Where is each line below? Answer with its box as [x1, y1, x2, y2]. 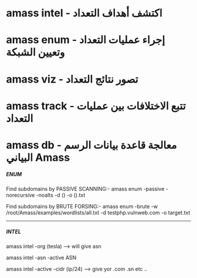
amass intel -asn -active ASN [6, 254, 77, 261]
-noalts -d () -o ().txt [36, 191, 86, 198]
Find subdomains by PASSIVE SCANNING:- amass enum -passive [6, 185, 165, 192]
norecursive [6, 191, 35, 198]
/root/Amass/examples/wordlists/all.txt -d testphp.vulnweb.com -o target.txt [6, 209, 191, 216]
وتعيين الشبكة [6, 46, 65, 59]
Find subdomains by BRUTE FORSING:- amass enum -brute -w [6, 203, 158, 210]
